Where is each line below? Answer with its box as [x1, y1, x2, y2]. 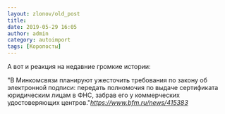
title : [7, 17, 27, 24]
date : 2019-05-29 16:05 [7, 23, 78, 30]
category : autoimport [7, 37, 71, 44]
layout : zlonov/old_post [7, 10, 80, 18]
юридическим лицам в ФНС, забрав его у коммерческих [7, 91, 180, 99]
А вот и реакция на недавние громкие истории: [7, 63, 151, 70]
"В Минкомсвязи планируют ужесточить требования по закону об [7, 76, 208, 84]
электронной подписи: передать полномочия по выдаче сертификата [7, 84, 219, 91]
